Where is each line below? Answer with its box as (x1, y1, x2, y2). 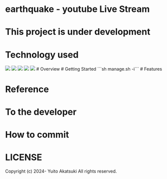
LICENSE (5, 152, 42, 163)
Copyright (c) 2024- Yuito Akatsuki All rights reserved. (5, 168, 117, 174)
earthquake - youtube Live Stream (5, 3, 150, 15)
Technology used (5, 49, 79, 60)
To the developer (5, 106, 77, 117)
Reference (5, 84, 49, 95)
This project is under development (5, 26, 151, 38)
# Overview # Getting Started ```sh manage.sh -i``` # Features (36, 66, 163, 72)
